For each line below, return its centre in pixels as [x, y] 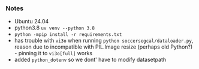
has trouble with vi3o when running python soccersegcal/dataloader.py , [104, 41]
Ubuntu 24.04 [31, 22]
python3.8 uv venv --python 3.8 [55, 28]
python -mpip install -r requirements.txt [68, 35]
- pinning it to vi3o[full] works [53, 53]
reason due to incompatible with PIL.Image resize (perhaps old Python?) [103, 47]
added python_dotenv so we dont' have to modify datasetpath [90, 60]
